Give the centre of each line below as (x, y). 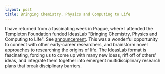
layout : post (19, 10)
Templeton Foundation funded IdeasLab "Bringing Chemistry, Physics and (81, 34)
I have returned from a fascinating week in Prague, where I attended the (79, 28)
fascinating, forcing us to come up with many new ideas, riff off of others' (81, 55)
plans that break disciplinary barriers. (44, 66)
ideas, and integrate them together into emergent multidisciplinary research (83, 60)
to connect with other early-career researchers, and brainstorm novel (77, 44)
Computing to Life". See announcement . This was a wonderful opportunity (82, 39)
